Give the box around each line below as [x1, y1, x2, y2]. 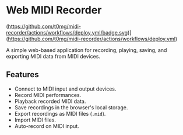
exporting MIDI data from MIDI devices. [6, 53, 101, 60]
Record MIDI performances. [14, 91, 82, 98]
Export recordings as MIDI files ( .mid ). [14, 110, 106, 117]
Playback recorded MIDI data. [14, 98, 86, 105]
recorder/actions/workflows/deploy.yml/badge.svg [6, 29, 128, 36]
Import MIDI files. [14, 116, 57, 123]
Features [6, 70, 39, 79]
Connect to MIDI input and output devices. [14, 85, 117, 92]
